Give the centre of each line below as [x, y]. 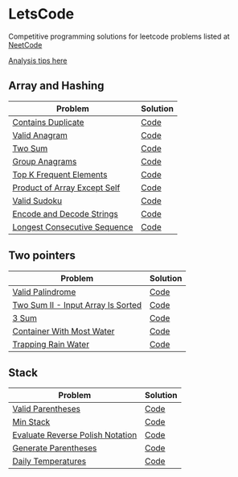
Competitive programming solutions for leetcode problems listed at [119, 36]
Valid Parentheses [47, 409]
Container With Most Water [64, 331]
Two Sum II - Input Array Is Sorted [77, 305]
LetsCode [41, 14]
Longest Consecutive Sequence [73, 226]
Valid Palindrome [44, 292]
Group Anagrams [45, 161]
